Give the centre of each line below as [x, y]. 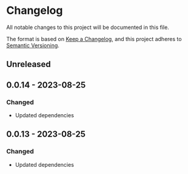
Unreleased [29, 64]
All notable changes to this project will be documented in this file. [88, 27]
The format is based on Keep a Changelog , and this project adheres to [94, 39]
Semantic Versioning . [33, 45]
